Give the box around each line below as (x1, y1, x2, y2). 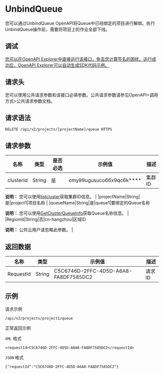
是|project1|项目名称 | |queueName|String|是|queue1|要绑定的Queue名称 (5, 200, 150, 206)
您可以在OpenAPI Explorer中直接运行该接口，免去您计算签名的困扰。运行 (5, 56, 152, 62)
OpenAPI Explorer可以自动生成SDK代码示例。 (18, 62, 110, 68)
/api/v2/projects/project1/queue (5, 316, 73, 321)
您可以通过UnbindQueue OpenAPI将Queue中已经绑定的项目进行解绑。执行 (5, 20, 155, 26)
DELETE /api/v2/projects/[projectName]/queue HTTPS (5, 127, 112, 132)
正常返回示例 (5, 325, 31, 331)
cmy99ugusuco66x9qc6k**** (68, 177, 142, 184)
